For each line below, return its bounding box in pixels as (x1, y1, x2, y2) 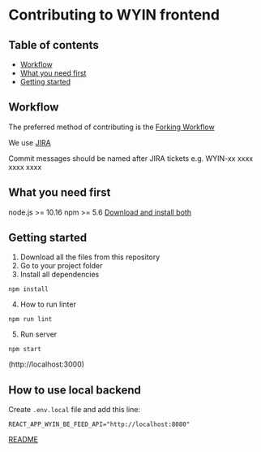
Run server (19, 329, 58, 339)
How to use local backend (8, 383, 142, 397)
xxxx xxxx (8, 162, 42, 172)
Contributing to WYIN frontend (8, 6, 220, 24)
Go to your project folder (19, 261, 103, 271)
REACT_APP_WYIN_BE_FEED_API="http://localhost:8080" (8, 420, 190, 428)
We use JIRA (8, 137, 51, 147)
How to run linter (19, 299, 77, 310)
